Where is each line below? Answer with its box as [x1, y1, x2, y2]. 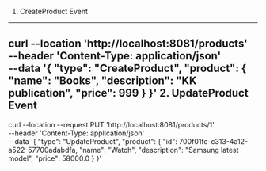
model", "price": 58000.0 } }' [8, 154, 102, 163]
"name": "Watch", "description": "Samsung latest [78, 145, 239, 154]
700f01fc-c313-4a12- [179, 136, 248, 146]
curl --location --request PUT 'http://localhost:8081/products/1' [8, 120, 215, 129]
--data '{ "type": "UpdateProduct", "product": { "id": [8, 136, 178, 146]
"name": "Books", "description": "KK [8, 74, 197, 88]
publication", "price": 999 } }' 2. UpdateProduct [8, 86, 249, 100]
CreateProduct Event [19, 7, 89, 16]
